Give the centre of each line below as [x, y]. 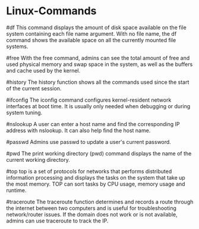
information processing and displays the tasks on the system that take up [96, 177]
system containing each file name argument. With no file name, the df [91, 33]
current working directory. [38, 159]
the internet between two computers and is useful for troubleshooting [91, 208]
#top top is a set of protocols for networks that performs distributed [89, 171]
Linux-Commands [51, 11]
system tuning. [24, 112]
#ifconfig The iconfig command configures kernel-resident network [89, 100]
